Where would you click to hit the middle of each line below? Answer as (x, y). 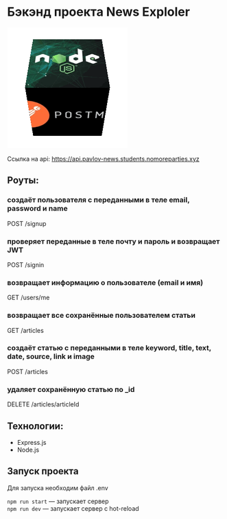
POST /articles (27, 371)
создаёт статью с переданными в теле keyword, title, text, (109, 348)
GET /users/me (28, 298)
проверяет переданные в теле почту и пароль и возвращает (113, 241)
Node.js (28, 450)
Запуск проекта (43, 471)
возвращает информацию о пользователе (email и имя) (105, 282)
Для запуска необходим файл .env (58, 487)
